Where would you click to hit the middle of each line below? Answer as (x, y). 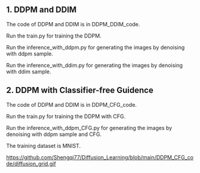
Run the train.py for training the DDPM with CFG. (66, 116)
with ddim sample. (29, 72)
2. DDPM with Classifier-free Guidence (80, 90)
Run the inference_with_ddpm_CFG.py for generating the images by (89, 128)
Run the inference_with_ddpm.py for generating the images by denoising (96, 47)
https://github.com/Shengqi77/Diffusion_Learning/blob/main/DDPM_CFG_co (100, 157)
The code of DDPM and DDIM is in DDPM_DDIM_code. (73, 24)
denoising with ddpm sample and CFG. (54, 134)
